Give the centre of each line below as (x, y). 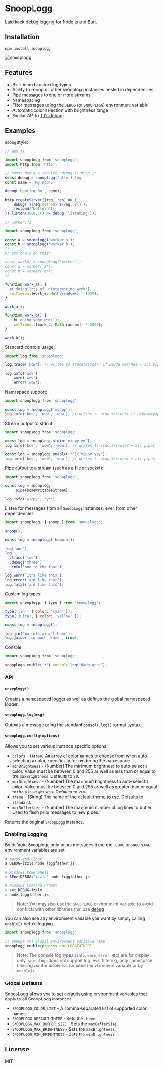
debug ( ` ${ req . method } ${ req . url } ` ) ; (51, 205)
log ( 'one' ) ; (17, 549)
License (17, 1049)
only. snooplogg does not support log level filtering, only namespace (85, 960)
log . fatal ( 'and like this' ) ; (34, 585)
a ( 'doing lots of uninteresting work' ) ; (51, 289)
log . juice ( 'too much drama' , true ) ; (42, 638)
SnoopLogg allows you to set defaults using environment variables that (76, 994)
